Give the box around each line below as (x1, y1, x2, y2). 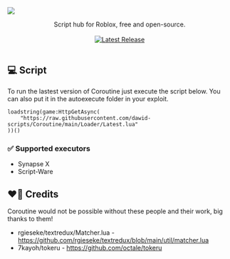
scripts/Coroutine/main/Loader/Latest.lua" (7, 121, 139, 128)
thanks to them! (7, 214, 53, 223)
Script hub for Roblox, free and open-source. (53, 20, 186, 29)
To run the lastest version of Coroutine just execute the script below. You (7, 86, 221, 96)
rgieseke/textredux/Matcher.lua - (17, 228, 115, 237)
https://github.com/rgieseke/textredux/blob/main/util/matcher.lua (17, 235, 209, 244)
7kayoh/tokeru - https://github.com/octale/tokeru (17, 243, 162, 252)
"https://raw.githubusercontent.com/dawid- (20, 114, 152, 121)
